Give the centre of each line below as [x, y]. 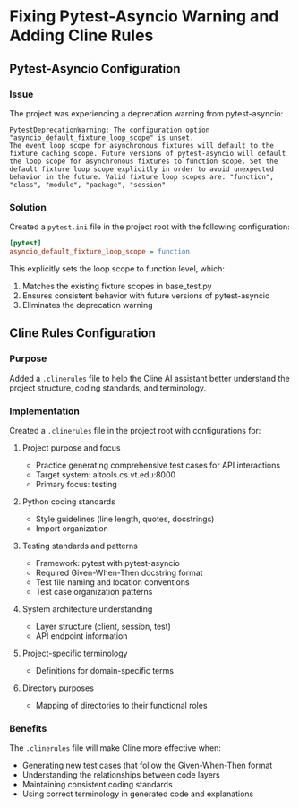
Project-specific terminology [75, 653]
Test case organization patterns [94, 591]
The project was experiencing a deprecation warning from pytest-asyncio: [146, 113]
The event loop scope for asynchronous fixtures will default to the [142, 145]
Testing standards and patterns [80, 546]
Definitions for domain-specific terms [105, 670]
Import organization [72, 528]
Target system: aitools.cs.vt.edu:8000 [106, 474]
